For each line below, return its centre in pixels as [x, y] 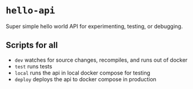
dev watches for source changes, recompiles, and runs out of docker [101, 60]
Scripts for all [32, 45]
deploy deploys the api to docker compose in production [86, 79]
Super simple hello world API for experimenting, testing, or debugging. [94, 26]
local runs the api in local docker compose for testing [82, 73]
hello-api [31, 11]
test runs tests [33, 66]
